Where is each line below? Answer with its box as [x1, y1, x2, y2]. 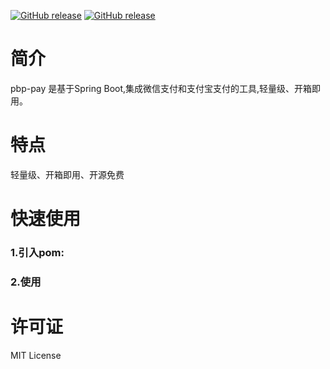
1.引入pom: [10, 245, 65, 259]
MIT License [10, 349, 62, 361]
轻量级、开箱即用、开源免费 [10, 168, 125, 180]
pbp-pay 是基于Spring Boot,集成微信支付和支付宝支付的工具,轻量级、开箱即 [10, 82, 322, 94]
